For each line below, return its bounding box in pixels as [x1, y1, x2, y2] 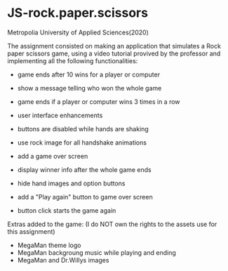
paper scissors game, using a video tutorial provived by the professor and [7, 49, 221, 58]
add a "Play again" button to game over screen [17, 192, 153, 201]
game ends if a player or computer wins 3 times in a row [17, 97, 180, 106]
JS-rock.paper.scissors [7, 5, 149, 21]
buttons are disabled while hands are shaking [17, 124, 149, 133]
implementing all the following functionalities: [7, 56, 138, 65]
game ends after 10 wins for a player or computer [17, 70, 160, 79]
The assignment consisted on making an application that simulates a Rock [7, 41, 221, 50]
